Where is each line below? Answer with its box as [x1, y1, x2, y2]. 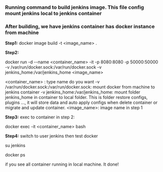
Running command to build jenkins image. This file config [5, 4, 144, 11]
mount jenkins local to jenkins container [5, 10, 102, 17]
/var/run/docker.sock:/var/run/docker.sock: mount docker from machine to [5, 84, 155, 90]
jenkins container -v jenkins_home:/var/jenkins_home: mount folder [5, 89, 141, 95]
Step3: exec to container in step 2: [5, 114, 75, 120]
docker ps [5, 152, 25, 158]
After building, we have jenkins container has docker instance [5, 23, 155, 30]
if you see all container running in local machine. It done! [5, 161, 119, 167]
